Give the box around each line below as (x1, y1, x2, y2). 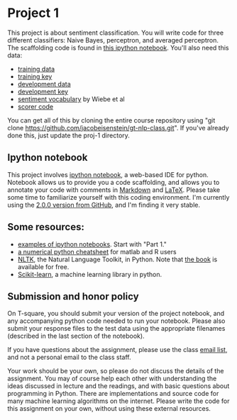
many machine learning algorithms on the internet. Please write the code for (7, 397, 230, 405)
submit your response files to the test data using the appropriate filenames (7, 324, 226, 333)
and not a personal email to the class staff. (7, 353, 131, 362)
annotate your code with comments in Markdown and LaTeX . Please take (7, 186, 221, 194)
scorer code (17, 102, 54, 110)
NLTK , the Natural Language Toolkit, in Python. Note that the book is (17, 255, 218, 263)
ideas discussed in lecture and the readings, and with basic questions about (7, 382, 230, 390)
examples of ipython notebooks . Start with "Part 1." (17, 239, 167, 249)
